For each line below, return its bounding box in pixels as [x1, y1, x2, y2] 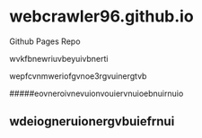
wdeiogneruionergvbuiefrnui [9, 114, 175, 129]
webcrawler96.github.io [9, 6, 195, 27]
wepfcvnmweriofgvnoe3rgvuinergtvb [9, 70, 147, 82]
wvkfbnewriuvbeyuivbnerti [9, 53, 109, 64]
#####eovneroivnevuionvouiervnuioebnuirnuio [9, 88, 184, 99]
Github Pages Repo [9, 36, 81, 47]
